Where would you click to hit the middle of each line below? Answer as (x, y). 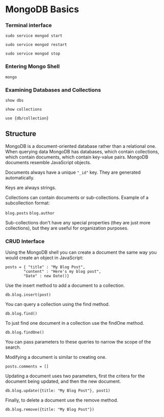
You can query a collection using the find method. (58, 304)
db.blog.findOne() (25, 332)
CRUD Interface (25, 241)
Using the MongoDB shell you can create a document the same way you (81, 252)
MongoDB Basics (42, 9)
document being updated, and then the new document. (63, 381)
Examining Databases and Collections (53, 90)
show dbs (15, 100)
